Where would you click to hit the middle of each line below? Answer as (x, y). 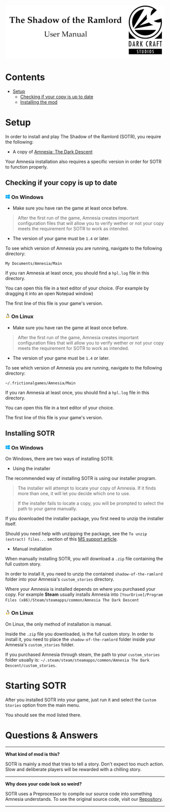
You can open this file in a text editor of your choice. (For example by (77, 288)
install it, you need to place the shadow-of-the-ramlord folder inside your (80, 639)
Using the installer (31, 469)
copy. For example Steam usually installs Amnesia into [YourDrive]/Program (84, 594)
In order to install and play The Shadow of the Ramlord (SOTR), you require (83, 136)
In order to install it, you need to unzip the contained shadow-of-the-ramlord (84, 574)
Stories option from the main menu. (43, 705)
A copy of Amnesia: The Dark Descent (52, 151)
